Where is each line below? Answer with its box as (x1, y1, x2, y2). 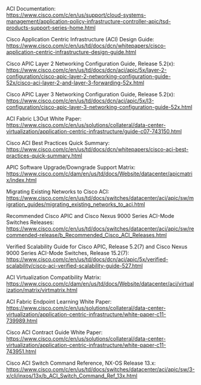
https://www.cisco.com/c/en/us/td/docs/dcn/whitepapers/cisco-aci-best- (6, 146, 189, 153)
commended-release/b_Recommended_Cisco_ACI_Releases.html (6, 232, 167, 238)
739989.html (6, 317, 38, 324)
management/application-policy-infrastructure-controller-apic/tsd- (6, 18, 171, 25)
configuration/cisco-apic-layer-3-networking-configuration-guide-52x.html (6, 104, 193, 110)
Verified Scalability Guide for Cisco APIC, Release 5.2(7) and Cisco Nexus (6, 243, 188, 250)
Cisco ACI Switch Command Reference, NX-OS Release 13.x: (6, 359, 156, 366)
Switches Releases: (6, 219, 54, 226)
